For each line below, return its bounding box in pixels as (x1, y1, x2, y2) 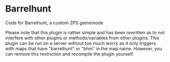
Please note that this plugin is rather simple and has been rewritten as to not (5, 29, 165, 35)
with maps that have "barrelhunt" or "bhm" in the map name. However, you (5, 45, 163, 51)
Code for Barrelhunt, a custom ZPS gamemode (5, 20, 103, 26)
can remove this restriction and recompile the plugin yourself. (5, 51, 134, 57)
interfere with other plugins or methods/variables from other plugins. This (5, 35, 159, 41)
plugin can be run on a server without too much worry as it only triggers (5, 40, 156, 46)
